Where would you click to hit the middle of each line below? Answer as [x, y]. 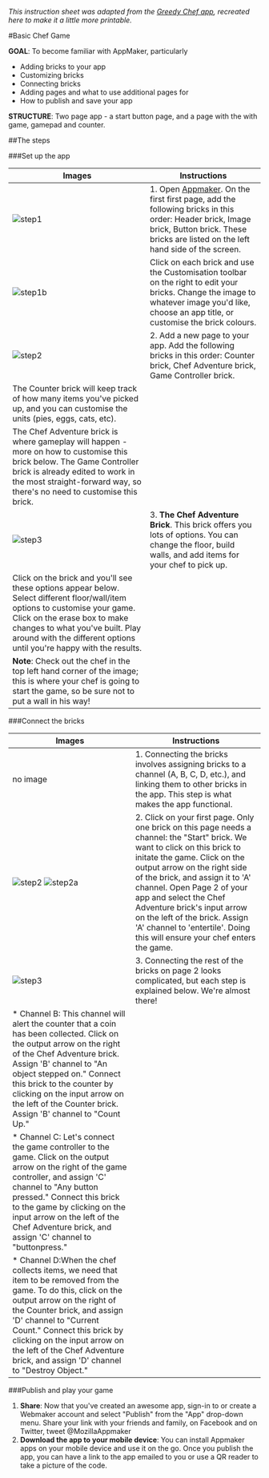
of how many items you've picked [75, 398]
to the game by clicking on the [69, 1207]
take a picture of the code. [64, 1465]
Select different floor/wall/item [69, 598]
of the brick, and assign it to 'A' [193, 877]
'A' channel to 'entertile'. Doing [193, 927]
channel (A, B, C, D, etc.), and [191, 774]
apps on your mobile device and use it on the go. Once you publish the [137, 1448]
